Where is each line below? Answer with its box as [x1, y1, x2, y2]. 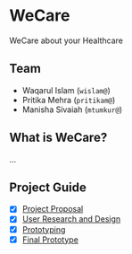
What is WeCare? [9, 130, 108, 145]
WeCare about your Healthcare [9, 35, 123, 46]
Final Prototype [21, 234, 78, 245]
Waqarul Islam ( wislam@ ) [21, 84, 111, 95]
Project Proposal [21, 204, 84, 215]
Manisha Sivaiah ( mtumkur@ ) [21, 104, 123, 115]
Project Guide [9, 180, 87, 195]
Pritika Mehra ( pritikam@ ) [21, 94, 116, 105]
